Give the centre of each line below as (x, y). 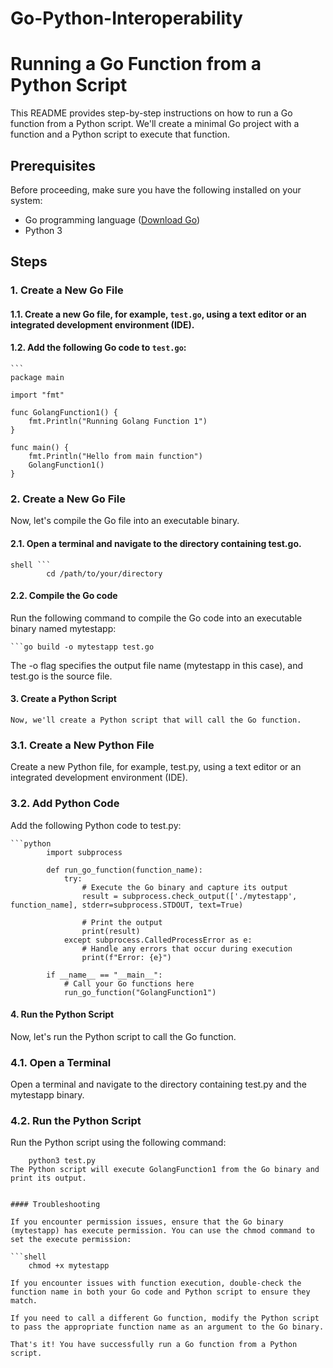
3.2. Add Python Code (65, 804)
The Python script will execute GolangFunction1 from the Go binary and (165, 1170)
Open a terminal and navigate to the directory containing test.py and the (158, 1084)
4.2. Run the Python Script (76, 1120)
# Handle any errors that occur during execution (187, 948)
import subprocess (84, 852)
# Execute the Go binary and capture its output (184, 887)
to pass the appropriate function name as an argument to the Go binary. (167, 1327)
